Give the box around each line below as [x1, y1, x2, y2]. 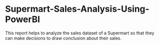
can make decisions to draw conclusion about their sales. [5, 35, 122, 41]
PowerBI [5, 14, 40, 25]
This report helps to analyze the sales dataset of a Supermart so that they [5, 30, 155, 36]
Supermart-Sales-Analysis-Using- [5, 3, 150, 15]
